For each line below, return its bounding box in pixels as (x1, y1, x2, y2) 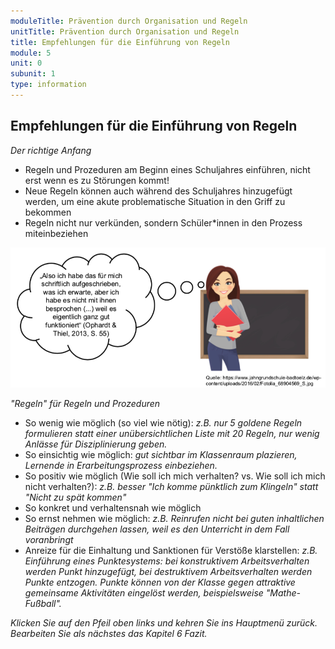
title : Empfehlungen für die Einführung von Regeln (10, 37, 230, 47)
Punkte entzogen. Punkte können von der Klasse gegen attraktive (24, 576, 296, 588)
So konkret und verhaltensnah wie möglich (24, 501, 202, 514)
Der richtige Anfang (10, 144, 92, 156)
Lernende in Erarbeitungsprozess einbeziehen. (24, 459, 218, 471)
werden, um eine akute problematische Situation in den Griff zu (24, 195, 286, 207)
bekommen (24, 206, 72, 218)
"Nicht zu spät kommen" (24, 491, 127, 503)
